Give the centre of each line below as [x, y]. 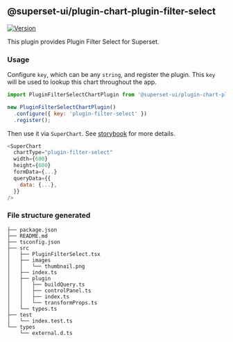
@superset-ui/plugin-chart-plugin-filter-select [112, 11]
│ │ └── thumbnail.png [46, 266]
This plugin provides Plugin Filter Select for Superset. [83, 42]
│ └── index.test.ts [40, 321]
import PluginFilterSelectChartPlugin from [71, 95]
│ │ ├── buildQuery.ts [46, 284]
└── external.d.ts [46, 333]
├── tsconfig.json [34, 242]
